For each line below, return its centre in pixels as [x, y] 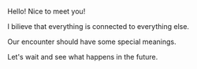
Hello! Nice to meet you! [46, 11]
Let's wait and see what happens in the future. [83, 57]
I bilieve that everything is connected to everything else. [98, 26]
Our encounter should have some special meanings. [92, 42]
